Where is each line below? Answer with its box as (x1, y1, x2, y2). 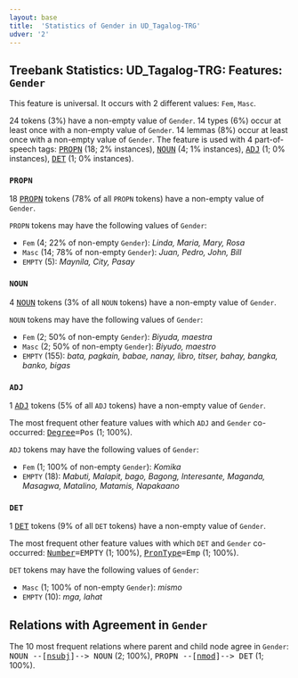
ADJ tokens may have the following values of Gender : (9, 444, 199, 455)
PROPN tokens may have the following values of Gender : (9, 220, 207, 231)
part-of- (254, 135, 285, 145)
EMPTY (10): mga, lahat (21, 591, 103, 602)
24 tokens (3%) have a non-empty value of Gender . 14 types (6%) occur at (9, 115, 282, 126)
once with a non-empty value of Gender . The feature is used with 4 (9, 135, 254, 145)
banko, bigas (21, 360, 71, 370)
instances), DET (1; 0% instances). (9, 153, 134, 164)
